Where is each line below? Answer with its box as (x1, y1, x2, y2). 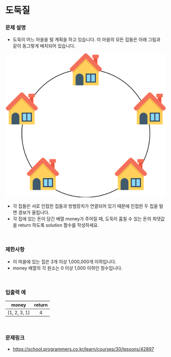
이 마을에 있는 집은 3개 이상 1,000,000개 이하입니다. (12, 258, 117, 264)
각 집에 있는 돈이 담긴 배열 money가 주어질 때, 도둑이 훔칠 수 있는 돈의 (12, 216, 152, 222)
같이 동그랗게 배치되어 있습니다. (12, 43, 75, 49)
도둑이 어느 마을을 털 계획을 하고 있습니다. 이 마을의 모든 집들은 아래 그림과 (12, 37, 161, 43)
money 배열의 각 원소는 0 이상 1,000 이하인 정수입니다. (12, 265, 123, 271)
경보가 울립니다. (18, 210, 50, 216)
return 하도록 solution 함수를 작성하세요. (18, 222, 99, 228)
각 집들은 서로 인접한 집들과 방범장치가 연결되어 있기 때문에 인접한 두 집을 (12, 203, 158, 209)
